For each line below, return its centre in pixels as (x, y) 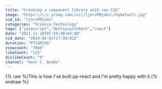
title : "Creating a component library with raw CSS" (63, 10)
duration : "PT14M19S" (28, 43)
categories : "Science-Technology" (42, 24)
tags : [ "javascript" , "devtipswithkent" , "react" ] (58, 29)
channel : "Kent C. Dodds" (33, 62)
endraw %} (17, 82)
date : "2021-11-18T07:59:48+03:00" (43, 34)
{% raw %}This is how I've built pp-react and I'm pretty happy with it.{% (81, 76)
